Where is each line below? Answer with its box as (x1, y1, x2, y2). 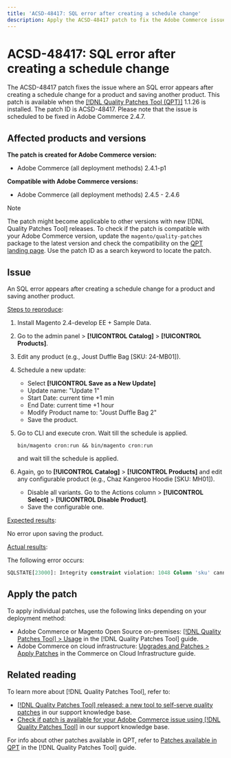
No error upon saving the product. (7, 530, 104, 538)
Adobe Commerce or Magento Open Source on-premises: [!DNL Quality (16, 627, 221, 636)
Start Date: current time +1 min (27, 394, 115, 402)
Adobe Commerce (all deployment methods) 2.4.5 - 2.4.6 (16, 190, 180, 199)
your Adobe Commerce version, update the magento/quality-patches (7, 232, 203, 241)
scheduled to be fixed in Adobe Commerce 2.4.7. (7, 113, 146, 121)
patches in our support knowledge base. (16, 708, 132, 716)
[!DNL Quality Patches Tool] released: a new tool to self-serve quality (16, 700, 213, 709)
